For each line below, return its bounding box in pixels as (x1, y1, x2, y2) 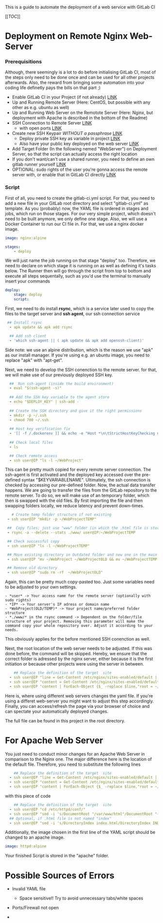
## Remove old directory (7, 566, 57, 571)
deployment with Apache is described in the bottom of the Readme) (12, 115, 148, 121)
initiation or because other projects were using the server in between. (5, 661, 144, 667)
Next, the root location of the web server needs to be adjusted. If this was (5, 646, 152, 651)
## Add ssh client (9, 333, 47, 338)
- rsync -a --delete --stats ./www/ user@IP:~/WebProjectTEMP (7, 530, 136, 535)
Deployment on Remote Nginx (5, 31, 128, 42)
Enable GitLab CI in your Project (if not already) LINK (12, 94, 117, 100)
